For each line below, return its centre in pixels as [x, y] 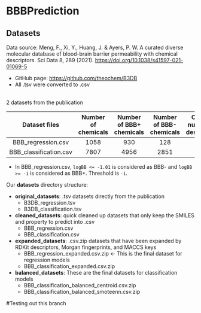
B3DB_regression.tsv [50, 203]
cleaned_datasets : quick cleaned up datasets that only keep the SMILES [104, 215]
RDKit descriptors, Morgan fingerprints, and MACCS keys [86, 247]
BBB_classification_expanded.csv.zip [69, 266]
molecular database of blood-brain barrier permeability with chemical [92, 54]
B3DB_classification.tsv [53, 209]
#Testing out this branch [36, 303]
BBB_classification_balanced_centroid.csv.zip [80, 285]
